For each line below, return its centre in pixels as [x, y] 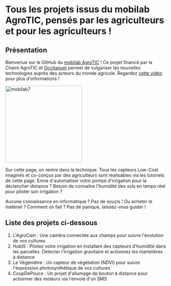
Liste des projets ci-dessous [52, 223]
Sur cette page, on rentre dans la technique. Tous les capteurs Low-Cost [82, 170]
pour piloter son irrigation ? [34, 191]
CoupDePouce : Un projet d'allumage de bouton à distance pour [80, 273]
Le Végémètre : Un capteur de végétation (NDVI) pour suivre [76, 262]
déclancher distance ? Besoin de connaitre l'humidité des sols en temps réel [86, 186]
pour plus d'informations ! [32, 79]
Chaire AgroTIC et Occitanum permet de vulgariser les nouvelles [73, 68]
